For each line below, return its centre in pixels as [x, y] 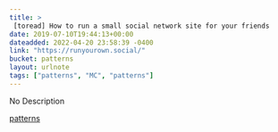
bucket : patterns [42, 59]
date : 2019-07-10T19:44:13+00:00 [72, 34]
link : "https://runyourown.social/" [77, 51]
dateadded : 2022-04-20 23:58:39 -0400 [81, 42]
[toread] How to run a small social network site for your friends [141, 26]
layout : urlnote [39, 68]
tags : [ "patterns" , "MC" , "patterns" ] [81, 76]
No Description [37, 101]
